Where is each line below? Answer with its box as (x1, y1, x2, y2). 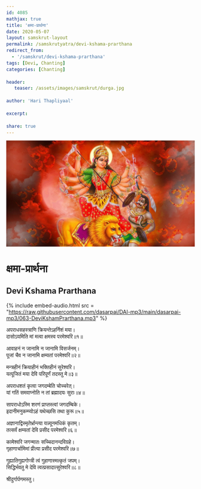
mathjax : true (6, 16, 42, 22)
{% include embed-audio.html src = (6, 302, 95, 309)
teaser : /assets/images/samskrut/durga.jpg (14, 85, 124, 91)
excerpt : (6, 111, 28, 117)
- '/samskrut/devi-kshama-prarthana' (11, 54, 106, 60)
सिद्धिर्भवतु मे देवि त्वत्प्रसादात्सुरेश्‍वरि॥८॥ (6, 463, 81, 470)
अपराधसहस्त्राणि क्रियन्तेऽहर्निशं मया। (6, 326, 76, 333)
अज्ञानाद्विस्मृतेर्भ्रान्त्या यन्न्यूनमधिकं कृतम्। (6, 419, 81, 427)
